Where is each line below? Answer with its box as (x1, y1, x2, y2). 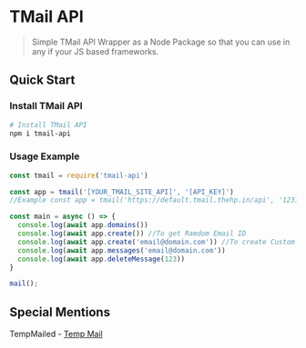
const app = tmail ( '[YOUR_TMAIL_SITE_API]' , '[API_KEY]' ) (9, 187, 234, 196)
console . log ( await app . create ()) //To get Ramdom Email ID (17, 229, 247, 238)
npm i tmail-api (9, 129, 71, 138)
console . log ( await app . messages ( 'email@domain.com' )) (17, 245, 226, 255)
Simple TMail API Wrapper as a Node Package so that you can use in (31, 36, 291, 47)
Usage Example (9, 150, 80, 163)
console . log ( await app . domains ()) (17, 221, 148, 230)
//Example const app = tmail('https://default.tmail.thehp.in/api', (9, 195, 275, 205)
